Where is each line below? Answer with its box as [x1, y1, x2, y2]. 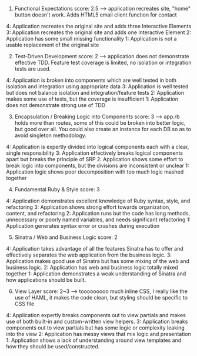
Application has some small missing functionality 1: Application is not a [6, 35, 177, 42]
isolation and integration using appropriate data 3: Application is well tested [6, 83, 189, 90]
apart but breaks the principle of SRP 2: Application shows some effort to [6, 156, 183, 162]
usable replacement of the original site [6, 41, 99, 48]
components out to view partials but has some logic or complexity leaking [6, 324, 185, 331]
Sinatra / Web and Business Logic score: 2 [14, 234, 118, 241]
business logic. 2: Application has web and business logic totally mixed [6, 264, 178, 271]
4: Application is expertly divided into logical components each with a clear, [6, 144, 189, 150]
